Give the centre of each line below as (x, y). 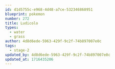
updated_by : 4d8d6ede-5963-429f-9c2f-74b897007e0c (58, 55)
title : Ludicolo (22, 23)
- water (17, 32)
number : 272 (17, 18)
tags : (11, 46)
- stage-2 (19, 50)
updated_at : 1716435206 (29, 59)
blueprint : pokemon (25, 14)
